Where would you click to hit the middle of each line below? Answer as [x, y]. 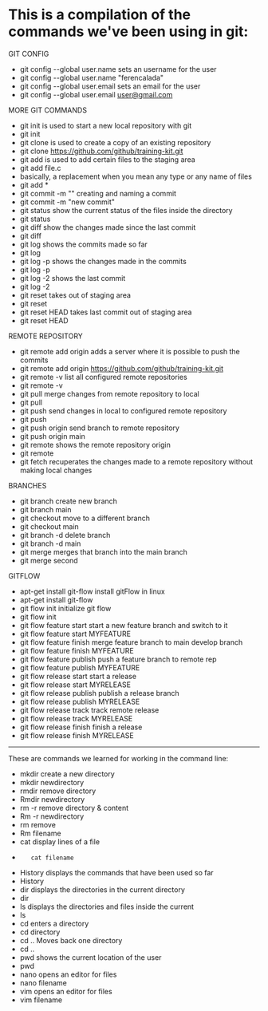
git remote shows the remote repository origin [95, 444]
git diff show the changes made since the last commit [108, 227]
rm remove [37, 824]
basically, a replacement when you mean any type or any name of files [136, 176]
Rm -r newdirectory [52, 816]
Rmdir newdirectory [52, 799]
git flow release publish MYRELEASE [80, 701]
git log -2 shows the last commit [73, 278]
